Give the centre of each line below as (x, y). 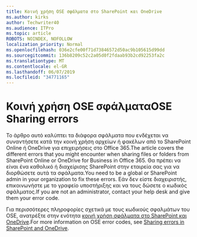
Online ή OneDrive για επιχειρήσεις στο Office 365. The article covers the (95, 148)
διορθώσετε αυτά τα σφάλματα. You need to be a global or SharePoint (91, 173)
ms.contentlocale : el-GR (37, 66)
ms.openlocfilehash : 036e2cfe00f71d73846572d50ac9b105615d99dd (86, 50)
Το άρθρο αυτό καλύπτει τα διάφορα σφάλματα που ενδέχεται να (87, 136)
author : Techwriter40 (33, 22)
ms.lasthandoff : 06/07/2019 (41, 72)
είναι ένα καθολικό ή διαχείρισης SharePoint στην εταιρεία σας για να (93, 167)
